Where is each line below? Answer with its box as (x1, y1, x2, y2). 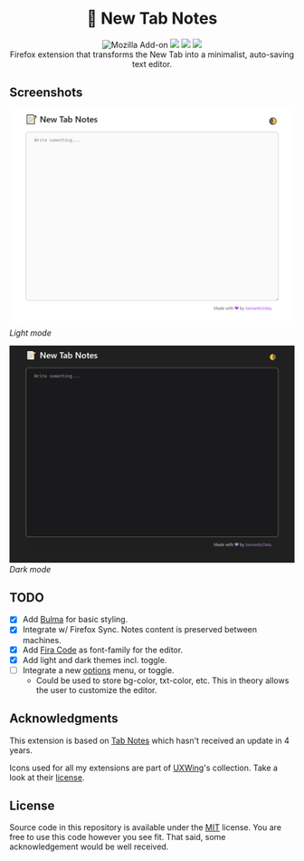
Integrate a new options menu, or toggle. (22, 664, 175, 675)
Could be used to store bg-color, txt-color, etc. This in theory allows (35, 675, 290, 686)
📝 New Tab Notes (86, 8, 218, 29)
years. (9, 744, 33, 756)
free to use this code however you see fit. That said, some (9, 832, 226, 843)
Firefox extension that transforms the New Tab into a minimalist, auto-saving (9, 49, 295, 60)
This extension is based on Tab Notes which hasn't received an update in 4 (9, 735, 290, 746)
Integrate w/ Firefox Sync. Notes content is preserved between (22, 624, 258, 635)
